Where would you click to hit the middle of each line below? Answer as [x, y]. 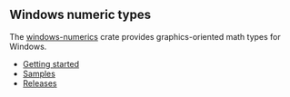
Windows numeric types [80, 15]
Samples [39, 73]
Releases [40, 83]
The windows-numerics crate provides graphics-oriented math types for [145, 36]
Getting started [51, 63]
